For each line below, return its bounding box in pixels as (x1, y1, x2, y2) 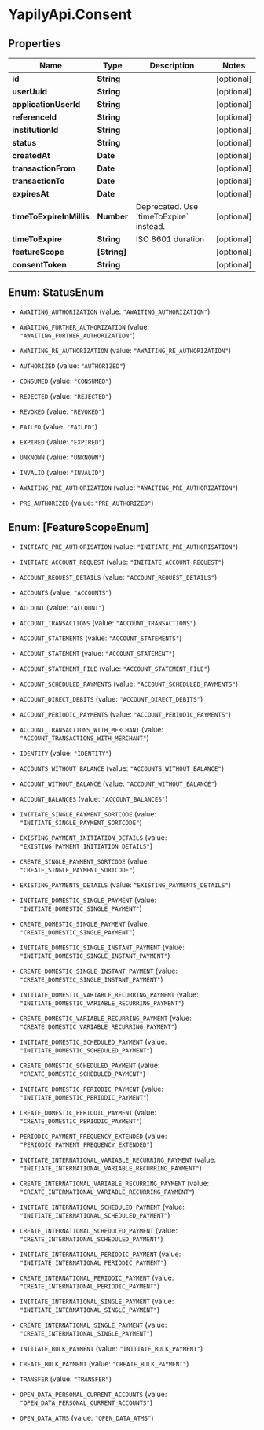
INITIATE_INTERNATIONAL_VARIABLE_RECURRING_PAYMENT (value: (19, 1155, 217, 1164)
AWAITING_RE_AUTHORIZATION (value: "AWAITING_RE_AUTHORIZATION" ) (19, 345, 232, 355)
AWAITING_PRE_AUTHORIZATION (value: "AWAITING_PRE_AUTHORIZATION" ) (19, 482, 239, 492)
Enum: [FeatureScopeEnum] (8, 521, 149, 534)
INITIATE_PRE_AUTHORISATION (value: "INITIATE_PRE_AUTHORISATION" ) (19, 541, 239, 551)
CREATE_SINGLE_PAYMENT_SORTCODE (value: (19, 856, 150, 866)
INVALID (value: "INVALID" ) (19, 467, 104, 477)
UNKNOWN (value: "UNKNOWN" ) (19, 452, 104, 462)
